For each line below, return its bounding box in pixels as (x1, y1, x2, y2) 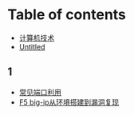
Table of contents (7, 6, 127, 24)
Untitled (18, 42, 45, 51)
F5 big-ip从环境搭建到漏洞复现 (18, 97, 120, 107)
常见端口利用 (18, 87, 61, 97)
